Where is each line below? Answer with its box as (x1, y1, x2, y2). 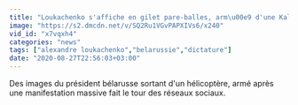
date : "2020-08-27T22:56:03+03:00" (9, 54, 141, 63)
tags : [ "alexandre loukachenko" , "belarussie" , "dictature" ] (9, 46, 232, 55)
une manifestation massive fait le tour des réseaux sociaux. (9, 87, 226, 98)
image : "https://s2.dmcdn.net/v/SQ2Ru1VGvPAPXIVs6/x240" (9, 21, 224, 30)
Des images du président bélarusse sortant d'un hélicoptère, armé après (9, 79, 274, 88)
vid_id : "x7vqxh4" (9, 29, 77, 38)
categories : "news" (9, 37, 82, 47)
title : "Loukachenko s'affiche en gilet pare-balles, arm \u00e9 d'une (9, 12, 276, 22)
